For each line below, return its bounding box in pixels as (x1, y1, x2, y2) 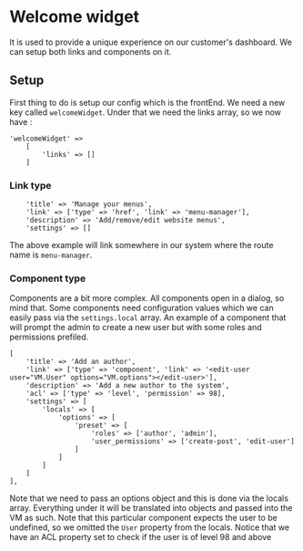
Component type (9, 272, 86, 285)
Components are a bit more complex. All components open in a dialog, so (9, 293, 285, 304)
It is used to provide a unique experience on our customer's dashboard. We (9, 36, 293, 47)
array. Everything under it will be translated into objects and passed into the (9, 503, 293, 514)
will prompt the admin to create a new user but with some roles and (9, 322, 262, 333)
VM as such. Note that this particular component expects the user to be (9, 513, 278, 524)
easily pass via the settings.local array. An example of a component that (9, 312, 287, 323)
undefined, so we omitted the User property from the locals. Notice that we (9, 522, 289, 533)
